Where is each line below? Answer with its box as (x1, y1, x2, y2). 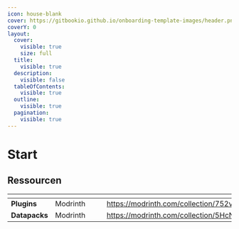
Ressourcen (7, 174, 62, 186)
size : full (20, 50, 53, 57)
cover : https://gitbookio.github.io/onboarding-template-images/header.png (7, 17, 237, 24)
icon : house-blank (7, 10, 62, 18)
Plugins (11, 199, 38, 208)
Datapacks (11, 210, 48, 220)
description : (14, 69, 53, 77)
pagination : (14, 109, 50, 116)
